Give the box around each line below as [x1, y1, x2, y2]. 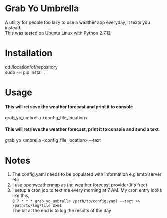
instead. [5, 24, 22, 30]
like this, [12, 193, 30, 199]
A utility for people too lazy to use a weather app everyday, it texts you [5, 19, 151, 25]
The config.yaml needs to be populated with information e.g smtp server [12, 171, 162, 177]
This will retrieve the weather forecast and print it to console [5, 103, 133, 110]
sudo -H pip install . [5, 69, 46, 75]
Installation [5, 48, 53, 59]
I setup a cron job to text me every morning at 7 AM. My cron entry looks [12, 187, 162, 193]
